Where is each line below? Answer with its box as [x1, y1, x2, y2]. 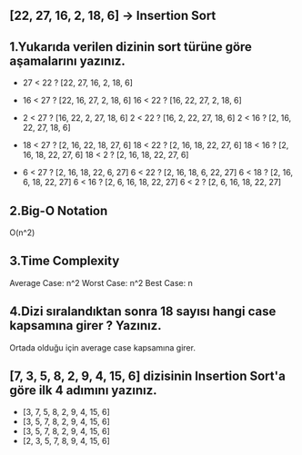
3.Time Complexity [9, 253, 120, 269]
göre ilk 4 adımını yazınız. [9, 382, 157, 399]
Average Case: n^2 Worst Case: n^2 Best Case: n [9, 277, 193, 288]
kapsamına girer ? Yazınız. [9, 318, 162, 333]
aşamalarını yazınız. [9, 53, 126, 68]
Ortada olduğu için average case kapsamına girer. [9, 341, 196, 353]
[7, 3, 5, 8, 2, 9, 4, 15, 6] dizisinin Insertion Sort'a [9, 369, 287, 384]
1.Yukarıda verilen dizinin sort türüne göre [9, 39, 253, 54]
